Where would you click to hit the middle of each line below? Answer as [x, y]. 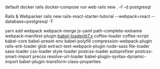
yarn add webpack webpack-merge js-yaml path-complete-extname [73, 31]
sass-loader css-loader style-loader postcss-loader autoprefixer [70, 51]
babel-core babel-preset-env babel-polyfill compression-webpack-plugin [79, 41]
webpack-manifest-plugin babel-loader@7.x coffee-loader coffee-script [77, 36]
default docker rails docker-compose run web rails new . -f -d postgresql [78, 7]
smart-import [18, 56]
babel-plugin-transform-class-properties [60, 62]
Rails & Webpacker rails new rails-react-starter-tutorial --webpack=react [78, 16]
